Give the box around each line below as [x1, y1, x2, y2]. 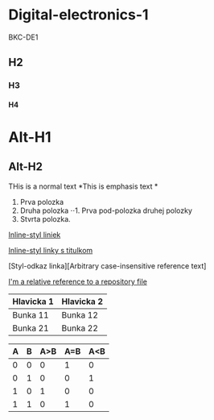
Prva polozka [19, 197, 64, 206]
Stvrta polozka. [19, 214, 71, 223]
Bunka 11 [12, 309, 50, 320]
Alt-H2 [8, 160, 43, 174]
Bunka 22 [61, 322, 99, 334]
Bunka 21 [12, 322, 50, 334]
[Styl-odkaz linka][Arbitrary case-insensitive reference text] [8, 260, 207, 271]
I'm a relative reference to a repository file [8, 277, 147, 286]
